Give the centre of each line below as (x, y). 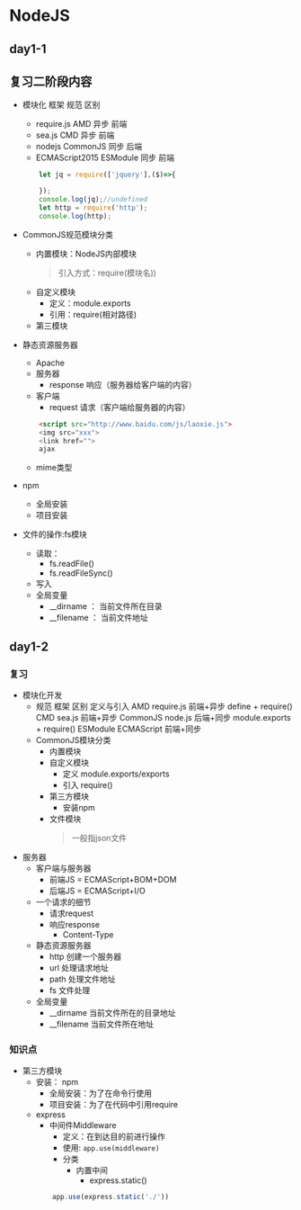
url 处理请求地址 (79, 967)
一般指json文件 (99, 838)
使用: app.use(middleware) (111, 1148)
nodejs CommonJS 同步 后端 (89, 147)
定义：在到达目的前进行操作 (114, 1137)
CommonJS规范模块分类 (68, 234)
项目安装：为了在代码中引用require (114, 1105)
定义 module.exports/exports (116, 774)
